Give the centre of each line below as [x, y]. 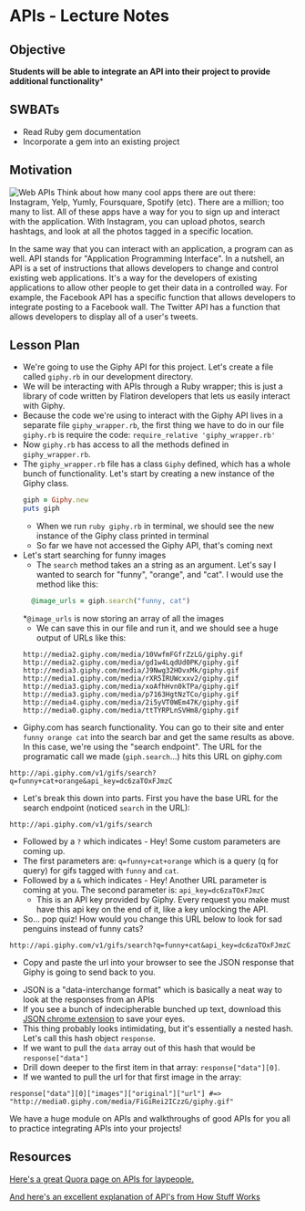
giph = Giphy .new [56, 500]
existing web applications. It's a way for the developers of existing [133, 277]
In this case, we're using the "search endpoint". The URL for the [142, 747]
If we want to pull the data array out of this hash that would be [139, 1048]
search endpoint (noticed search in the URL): [107, 808]
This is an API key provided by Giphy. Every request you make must [163, 900]
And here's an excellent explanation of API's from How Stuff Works [135, 1196]
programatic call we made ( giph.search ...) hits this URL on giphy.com [152, 757]
